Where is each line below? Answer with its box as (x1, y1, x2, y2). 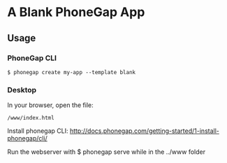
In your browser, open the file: (7, 101, 94, 109)
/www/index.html (7, 115, 54, 122)
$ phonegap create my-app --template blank (7, 69, 136, 76)
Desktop (7, 85, 37, 94)
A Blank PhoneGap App (7, 4, 145, 20)
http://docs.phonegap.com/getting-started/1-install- (69, 127, 220, 135)
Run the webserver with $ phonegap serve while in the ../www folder (7, 148, 206, 156)
